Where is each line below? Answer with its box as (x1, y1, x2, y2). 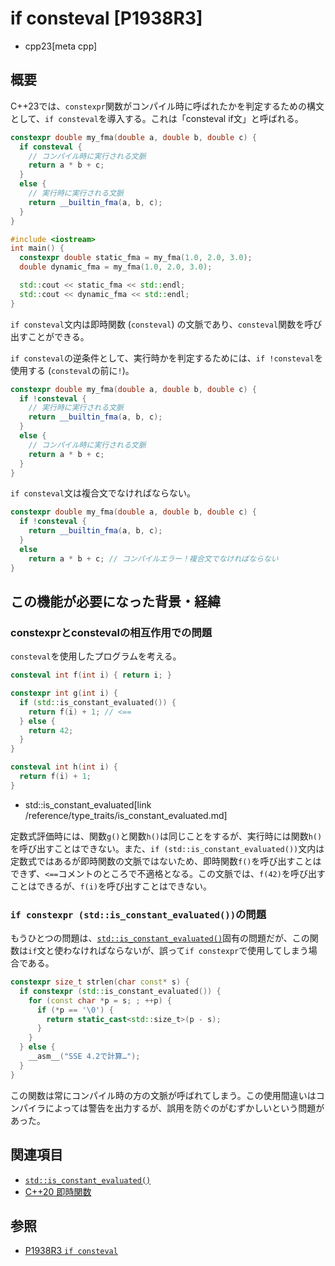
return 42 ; (28, 725, 74, 736)
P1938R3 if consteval (24, 1245, 118, 1257)
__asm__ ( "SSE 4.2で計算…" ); (28, 1052, 141, 1062)
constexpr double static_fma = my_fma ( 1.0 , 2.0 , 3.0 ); (19, 253, 253, 263)
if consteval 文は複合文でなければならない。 (10, 487, 196, 499)
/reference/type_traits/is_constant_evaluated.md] (24, 809, 228, 821)
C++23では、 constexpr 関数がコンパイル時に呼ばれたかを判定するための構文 (10, 100, 325, 112)
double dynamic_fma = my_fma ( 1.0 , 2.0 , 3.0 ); (19, 262, 213, 272)
